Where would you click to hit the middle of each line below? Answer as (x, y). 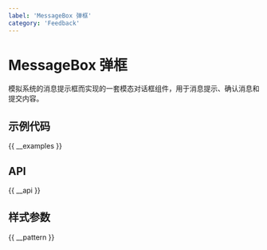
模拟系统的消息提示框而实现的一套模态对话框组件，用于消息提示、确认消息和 (134, 89)
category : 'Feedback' (44, 23)
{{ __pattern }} (31, 237)
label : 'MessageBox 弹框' (50, 16)
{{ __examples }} (35, 146)
